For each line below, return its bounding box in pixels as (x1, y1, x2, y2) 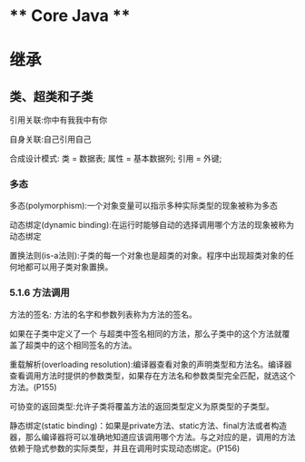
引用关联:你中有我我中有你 (9, 114, 108, 125)
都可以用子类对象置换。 (25, 261, 113, 272)
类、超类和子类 (9, 88, 93, 104)
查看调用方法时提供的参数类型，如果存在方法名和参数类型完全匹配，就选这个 (9, 369, 296, 381)
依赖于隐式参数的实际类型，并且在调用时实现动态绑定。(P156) (9, 442, 241, 454)
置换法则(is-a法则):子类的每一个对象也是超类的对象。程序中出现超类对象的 (9, 251, 287, 261)
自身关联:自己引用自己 (9, 133, 93, 145)
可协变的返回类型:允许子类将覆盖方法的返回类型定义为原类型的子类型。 (9, 400, 275, 411)
